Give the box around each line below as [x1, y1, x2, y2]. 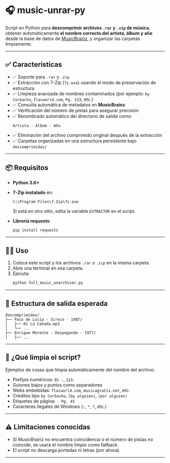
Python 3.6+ [12, 179, 39, 185]
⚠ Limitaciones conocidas [5, 423, 91, 432]
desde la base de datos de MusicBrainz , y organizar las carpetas [5, 35, 141, 42]
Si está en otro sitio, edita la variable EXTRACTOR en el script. [12, 208, 136, 214]
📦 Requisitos [5, 164, 49, 172]
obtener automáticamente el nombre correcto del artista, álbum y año [5, 30, 153, 36]
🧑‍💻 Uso [5, 246, 29, 255]
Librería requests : [12, 218, 51, 224]
